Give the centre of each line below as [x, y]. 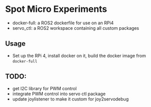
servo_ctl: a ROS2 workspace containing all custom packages [76, 28]
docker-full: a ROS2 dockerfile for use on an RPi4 [63, 23]
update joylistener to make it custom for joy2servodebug [70, 99]
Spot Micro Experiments [56, 9]
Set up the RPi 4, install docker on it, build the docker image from [79, 55]
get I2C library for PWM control [45, 88]
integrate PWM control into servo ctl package [59, 94]
